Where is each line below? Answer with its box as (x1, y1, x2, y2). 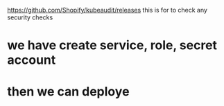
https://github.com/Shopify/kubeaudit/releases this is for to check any (7, 6, 208, 14)
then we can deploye (7, 84, 130, 100)
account (7, 52, 56, 68)
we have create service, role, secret (7, 37, 217, 53)
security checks (7, 13, 53, 21)
